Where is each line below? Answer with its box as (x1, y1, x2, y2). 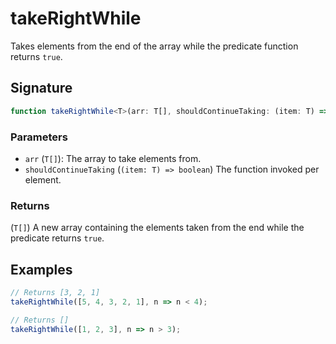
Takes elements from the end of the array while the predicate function (10, 40, 299, 52)
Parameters (10, 130, 68, 144)
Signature (10, 80, 73, 97)
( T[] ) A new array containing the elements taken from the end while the (10, 222, 305, 234)
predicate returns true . (10, 232, 105, 244)
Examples (10, 261, 73, 278)
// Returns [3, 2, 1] (10, 288, 101, 298)
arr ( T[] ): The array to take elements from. (24, 152, 202, 164)
